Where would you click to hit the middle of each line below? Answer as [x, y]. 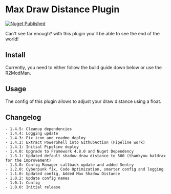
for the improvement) [28, 160]
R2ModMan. [18, 73]
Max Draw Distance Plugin [62, 9]
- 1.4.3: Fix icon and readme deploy [46, 138]
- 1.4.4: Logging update [32, 134]
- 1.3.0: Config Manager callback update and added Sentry [70, 165]
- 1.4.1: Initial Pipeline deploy [42, 147]
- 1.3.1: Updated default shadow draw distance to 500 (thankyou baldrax [86, 156]
